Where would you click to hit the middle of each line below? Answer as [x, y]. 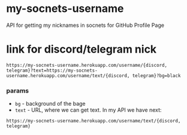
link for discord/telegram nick [82, 49]
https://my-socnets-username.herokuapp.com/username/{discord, [87, 65]
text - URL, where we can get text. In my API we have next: [88, 110]
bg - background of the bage [50, 104]
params [17, 90]
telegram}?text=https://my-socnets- [52, 70]
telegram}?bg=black [156, 76]
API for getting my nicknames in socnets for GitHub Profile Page [85, 25]
